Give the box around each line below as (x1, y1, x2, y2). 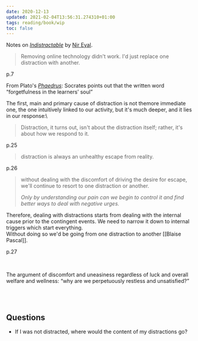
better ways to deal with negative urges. (20, 200, 120, 207)
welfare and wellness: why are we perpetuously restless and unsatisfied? (6, 278, 187, 285)
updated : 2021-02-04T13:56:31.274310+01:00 (6, 14, 116, 20)
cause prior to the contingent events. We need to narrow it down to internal (6, 218, 190, 225)
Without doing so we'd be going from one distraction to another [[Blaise (6, 230, 181, 237)
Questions (6, 312, 46, 323)
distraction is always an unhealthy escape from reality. (20, 153, 154, 160)
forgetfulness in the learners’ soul (8, 88, 91, 95)
